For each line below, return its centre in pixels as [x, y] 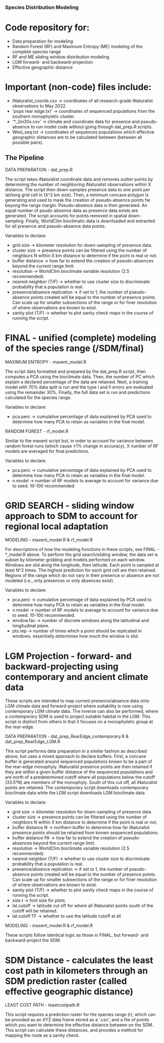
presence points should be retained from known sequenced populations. [85, 833]
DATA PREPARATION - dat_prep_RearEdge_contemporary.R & [67, 736]
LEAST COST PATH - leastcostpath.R [42, 1005]
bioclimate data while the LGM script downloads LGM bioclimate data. [75, 793]
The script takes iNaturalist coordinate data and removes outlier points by [79, 179]
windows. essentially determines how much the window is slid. [75, 636]
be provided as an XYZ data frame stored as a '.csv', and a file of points [77, 1020]
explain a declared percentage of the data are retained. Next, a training [77, 382]
